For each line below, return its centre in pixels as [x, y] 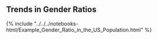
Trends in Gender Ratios [51, 10]
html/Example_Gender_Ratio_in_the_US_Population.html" [75, 30]
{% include [19, 23]
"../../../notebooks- [56, 23]
